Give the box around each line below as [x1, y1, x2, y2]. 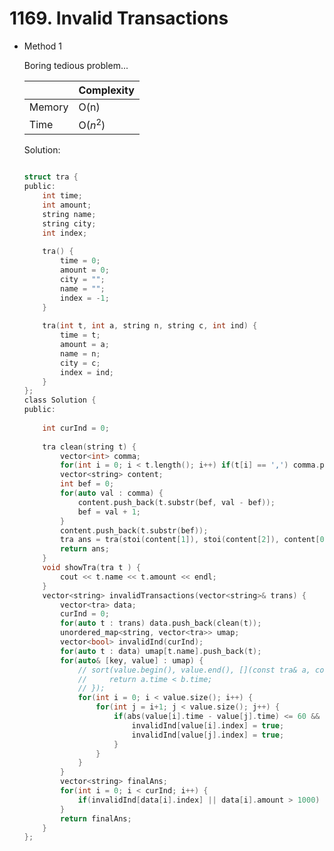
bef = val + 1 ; [77, 507, 141, 517]
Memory [28, 100, 69, 114]
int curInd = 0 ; [42, 423, 110, 433]
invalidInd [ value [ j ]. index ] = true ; [131, 730, 285, 740]
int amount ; [42, 200, 92, 210]
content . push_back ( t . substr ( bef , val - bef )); [77, 497, 276, 507]
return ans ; [60, 544, 110, 554]
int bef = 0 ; [60, 479, 115, 489]
